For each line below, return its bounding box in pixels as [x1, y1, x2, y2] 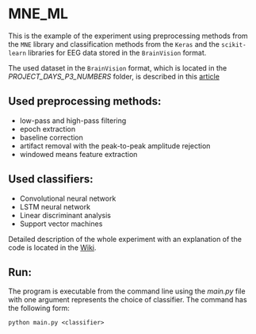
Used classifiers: [8, 172, 94, 186]
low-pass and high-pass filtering [19, 116, 127, 125]
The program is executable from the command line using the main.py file [8, 286, 246, 296]
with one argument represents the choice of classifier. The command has [8, 295, 247, 305]
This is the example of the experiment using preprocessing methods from [8, 31, 248, 40]
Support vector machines [19, 219, 103, 228]
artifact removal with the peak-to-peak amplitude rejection [19, 140, 211, 151]
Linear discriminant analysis [19, 210, 111, 220]
